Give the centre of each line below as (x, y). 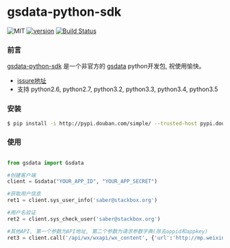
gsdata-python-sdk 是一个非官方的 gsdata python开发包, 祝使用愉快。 (106, 66)
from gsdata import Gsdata (46, 163)
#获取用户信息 (24, 194)
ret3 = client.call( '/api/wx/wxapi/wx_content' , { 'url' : (90, 238)
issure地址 (31, 81)
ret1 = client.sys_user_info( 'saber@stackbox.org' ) (82, 200)
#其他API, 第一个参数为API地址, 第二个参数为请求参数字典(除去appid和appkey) (108, 231)
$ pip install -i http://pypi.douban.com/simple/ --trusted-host (102, 123)
